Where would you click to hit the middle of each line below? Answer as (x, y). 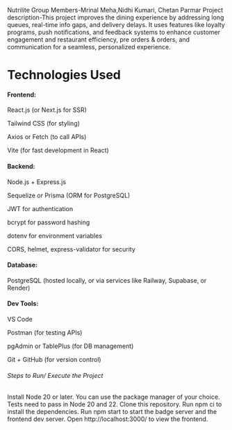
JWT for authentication (40, 208)
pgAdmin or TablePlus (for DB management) (71, 346)
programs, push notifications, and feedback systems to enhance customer (114, 32)
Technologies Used (64, 75)
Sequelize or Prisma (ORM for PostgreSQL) (69, 195)
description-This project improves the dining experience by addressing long (116, 17)
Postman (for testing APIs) (45, 332)
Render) (19, 288)
